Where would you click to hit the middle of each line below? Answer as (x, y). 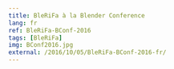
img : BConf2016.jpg (41, 45)
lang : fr (23, 23)
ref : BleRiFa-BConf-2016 (50, 30)
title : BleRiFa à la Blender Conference (77, 15)
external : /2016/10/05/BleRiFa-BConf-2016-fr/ (87, 52)
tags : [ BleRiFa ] (35, 38)
